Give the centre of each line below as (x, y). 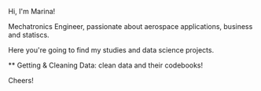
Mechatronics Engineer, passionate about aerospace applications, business (130, 26)
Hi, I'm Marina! (32, 11)
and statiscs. (29, 35)
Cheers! (21, 80)
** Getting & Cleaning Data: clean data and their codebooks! (106, 65)
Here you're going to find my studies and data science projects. (111, 50)
